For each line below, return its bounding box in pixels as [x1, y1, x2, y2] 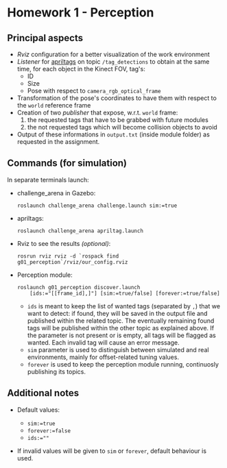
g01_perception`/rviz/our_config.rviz [16, 258, 128, 265]
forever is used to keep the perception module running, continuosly [27, 360, 219, 368]
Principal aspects [7, 32, 84, 44]
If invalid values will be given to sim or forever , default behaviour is [16, 447, 207, 455]
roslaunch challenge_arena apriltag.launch [16, 227, 144, 234]
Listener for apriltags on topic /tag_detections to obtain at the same [16, 58, 210, 66]
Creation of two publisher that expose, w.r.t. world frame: [16, 108, 178, 116]
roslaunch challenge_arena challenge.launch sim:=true [16, 202, 178, 209]
